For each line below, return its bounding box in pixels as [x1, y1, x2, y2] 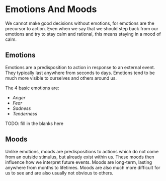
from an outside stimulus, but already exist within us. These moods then [5, 154, 154, 160]
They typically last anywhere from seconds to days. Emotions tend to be [5, 70, 155, 76]
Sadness [12, 105, 31, 111]
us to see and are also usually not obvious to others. [5, 170, 114, 176]
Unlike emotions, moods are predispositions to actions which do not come [5, 148, 159, 154]
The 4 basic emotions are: [5, 85, 59, 91]
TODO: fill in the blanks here [5, 120, 64, 127]
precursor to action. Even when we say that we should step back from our [5, 25, 158, 31]
